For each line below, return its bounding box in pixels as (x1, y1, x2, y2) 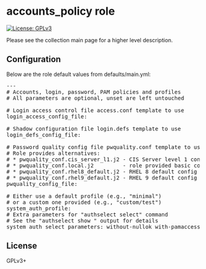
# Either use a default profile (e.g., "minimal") (6, 192, 162, 200)
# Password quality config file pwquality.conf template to (6, 143, 191, 151)
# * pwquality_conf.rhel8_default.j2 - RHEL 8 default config (6, 168, 197, 175)
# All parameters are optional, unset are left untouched (6, 94, 185, 102)
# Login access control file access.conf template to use (6, 107, 185, 114)
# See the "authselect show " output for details (6, 217, 159, 224)
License (6, 241, 37, 251)
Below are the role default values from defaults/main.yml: (6, 70, 151, 78)
